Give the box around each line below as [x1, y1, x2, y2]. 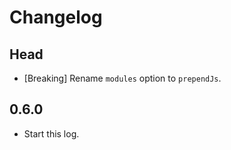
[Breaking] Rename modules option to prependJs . [23, 72, 222, 84]
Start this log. [23, 127, 80, 140]
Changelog [9, 6, 103, 29]
